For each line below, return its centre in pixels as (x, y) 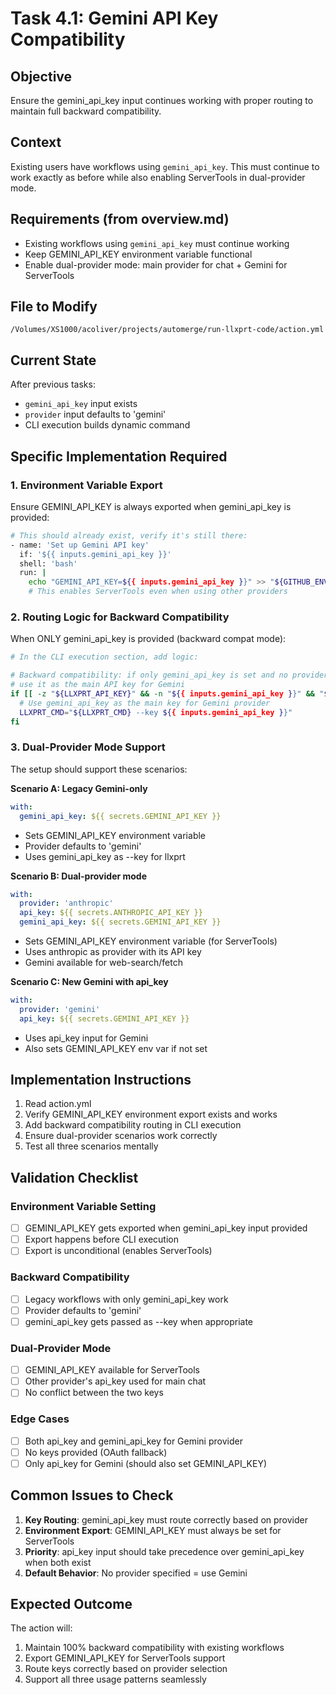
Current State (53, 360)
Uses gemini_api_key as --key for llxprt (105, 856)
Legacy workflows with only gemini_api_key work (126, 1299)
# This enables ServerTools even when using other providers (158, 592)
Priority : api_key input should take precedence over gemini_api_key (164, 1551)
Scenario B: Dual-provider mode (79, 876)
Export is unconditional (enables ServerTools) (118, 1251)
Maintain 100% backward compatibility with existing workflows (154, 1648)
